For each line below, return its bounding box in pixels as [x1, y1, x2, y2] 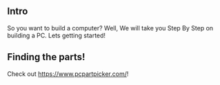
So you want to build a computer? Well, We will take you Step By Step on [7, 23, 214, 32]
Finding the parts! [7, 51, 86, 63]
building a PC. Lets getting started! [7, 31, 106, 39]
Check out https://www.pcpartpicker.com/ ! [7, 69, 129, 78]
